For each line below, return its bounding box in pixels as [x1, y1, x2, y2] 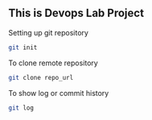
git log [8, 104, 35, 112]
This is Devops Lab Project [8, 6, 145, 20]
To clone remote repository [8, 58, 98, 68]
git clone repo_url [8, 73, 74, 81]
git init [8, 43, 38, 52]
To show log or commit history [8, 88, 109, 97]
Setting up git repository [8, 27, 88, 37]
